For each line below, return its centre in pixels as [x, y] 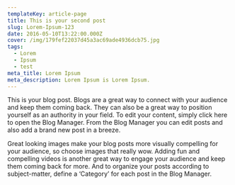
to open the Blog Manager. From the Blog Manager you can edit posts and [115, 123]
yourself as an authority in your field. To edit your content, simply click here [117, 115]
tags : [15, 47]
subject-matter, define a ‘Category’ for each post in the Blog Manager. [110, 174]
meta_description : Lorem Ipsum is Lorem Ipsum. [79, 80]
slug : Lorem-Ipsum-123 [41, 27]
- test [23, 67]
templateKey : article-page [47, 14]
